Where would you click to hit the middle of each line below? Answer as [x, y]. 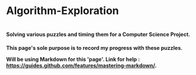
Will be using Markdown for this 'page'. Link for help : [73, 59]
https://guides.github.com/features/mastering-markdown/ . [81, 65]
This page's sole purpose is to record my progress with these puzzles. [94, 47]
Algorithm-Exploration [63, 11]
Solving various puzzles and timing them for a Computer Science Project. [98, 35]
